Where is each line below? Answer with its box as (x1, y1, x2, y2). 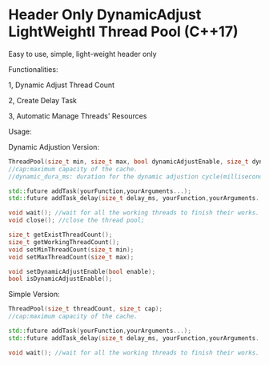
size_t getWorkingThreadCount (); (8, 238, 120, 246)
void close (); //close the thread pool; (8, 216, 146, 225)
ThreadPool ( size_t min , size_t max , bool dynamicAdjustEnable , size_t (8, 158, 249, 166)
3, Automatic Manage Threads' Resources (8, 110, 147, 121)
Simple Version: (8, 290, 60, 299)
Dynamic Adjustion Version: (8, 142, 100, 151)
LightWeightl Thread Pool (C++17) (8, 22, 239, 41)
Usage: (8, 126, 32, 136)
